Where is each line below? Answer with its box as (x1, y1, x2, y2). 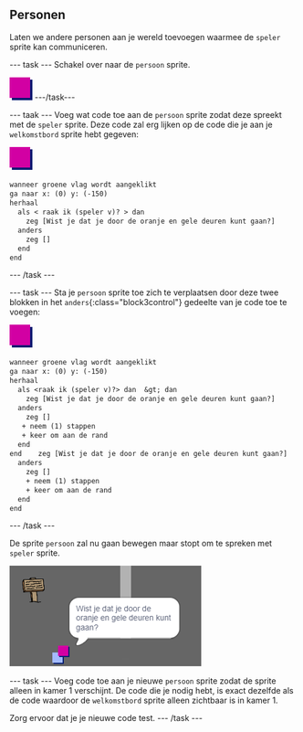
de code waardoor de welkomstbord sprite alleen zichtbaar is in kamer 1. (9, 695, 278, 705)
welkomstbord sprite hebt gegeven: (9, 128, 139, 140)
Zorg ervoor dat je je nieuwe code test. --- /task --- (9, 712, 204, 723)
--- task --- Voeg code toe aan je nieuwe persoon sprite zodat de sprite (9, 675, 277, 686)
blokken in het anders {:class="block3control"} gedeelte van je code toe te (9, 296, 287, 307)
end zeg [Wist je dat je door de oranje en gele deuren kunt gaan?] (9, 449, 287, 458)
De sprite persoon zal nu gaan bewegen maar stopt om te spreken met (9, 537, 272, 548)
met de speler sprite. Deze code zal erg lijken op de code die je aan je (9, 119, 273, 130)
